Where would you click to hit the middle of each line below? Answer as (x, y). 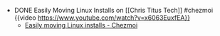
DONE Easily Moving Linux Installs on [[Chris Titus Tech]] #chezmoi (114, 10)
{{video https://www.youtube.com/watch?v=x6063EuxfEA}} (102, 18)
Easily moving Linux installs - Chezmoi (81, 25)
